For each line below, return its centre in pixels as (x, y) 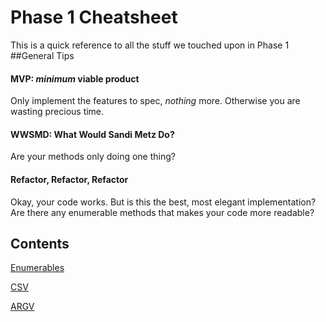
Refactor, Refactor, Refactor (69, 179)
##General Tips (42, 55)
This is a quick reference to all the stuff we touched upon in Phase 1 (150, 45)
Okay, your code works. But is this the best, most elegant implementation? (163, 202)
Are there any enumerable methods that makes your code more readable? (162, 212)
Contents (40, 243)
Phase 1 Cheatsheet (94, 17)
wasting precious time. (57, 112)
